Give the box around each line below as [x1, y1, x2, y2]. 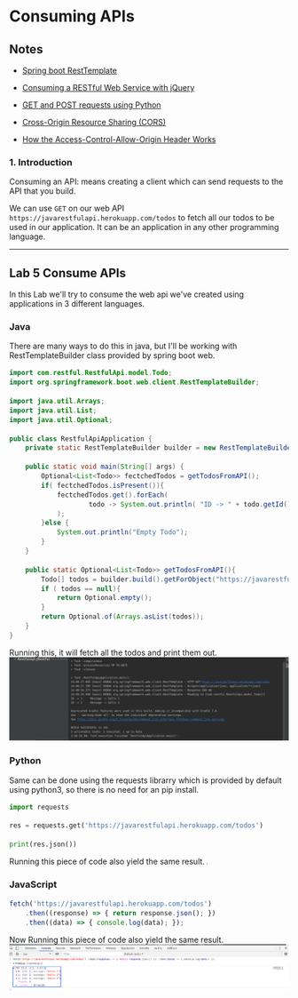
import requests [9, 802, 69, 811]
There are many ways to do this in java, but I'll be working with [9, 340, 238, 352]
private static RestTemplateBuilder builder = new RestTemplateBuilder [25, 443, 295, 452]
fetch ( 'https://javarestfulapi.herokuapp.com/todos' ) [9, 899, 213, 908]
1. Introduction [9, 156, 73, 168]
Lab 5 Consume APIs [9, 265, 127, 281]
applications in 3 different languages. [9, 299, 145, 309]
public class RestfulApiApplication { [9, 434, 153, 443]
